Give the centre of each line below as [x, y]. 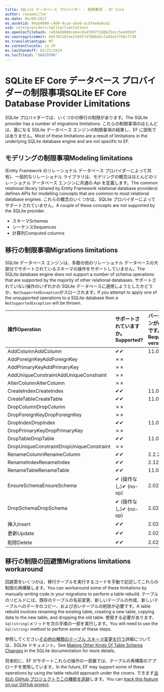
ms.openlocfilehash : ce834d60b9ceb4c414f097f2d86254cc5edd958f [71, 32]
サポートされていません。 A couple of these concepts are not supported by [80, 205]
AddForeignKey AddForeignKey [43, 359]
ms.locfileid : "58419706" [31, 55]
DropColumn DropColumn [37, 407]
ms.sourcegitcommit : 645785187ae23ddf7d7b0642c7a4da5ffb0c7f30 [71, 37]
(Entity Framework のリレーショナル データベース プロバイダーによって [76, 171]
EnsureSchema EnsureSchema [42, 485]
